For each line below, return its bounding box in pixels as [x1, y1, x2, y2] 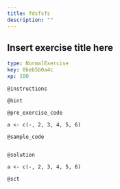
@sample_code [7, 133, 45, 140]
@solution [7, 151, 36, 158]
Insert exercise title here [7, 42, 113, 54]
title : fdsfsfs [7, 10, 51, 17]
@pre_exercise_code [7, 109, 63, 116]
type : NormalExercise [7, 60, 69, 67]
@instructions [7, 85, 48, 92]
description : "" [7, 16, 53, 23]
